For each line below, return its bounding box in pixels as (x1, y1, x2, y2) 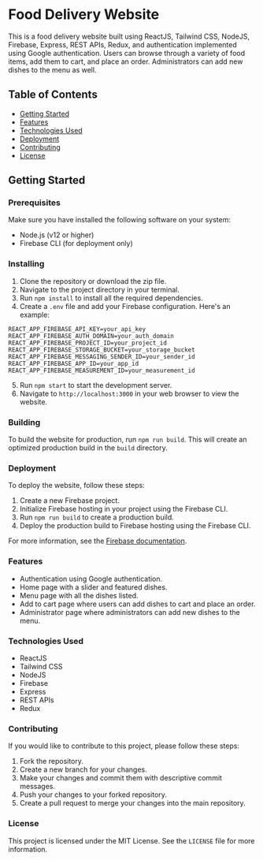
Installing (8, 259, 45, 270)
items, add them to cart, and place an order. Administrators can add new (8, 57, 243, 66)
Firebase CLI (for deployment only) (19, 239, 134, 248)
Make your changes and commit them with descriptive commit (19, 773, 223, 783)
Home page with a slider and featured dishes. (19, 582, 168, 592)
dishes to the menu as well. (8, 65, 97, 74)
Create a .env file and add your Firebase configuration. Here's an (19, 301, 231, 311)
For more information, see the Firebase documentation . (8, 536, 187, 545)
